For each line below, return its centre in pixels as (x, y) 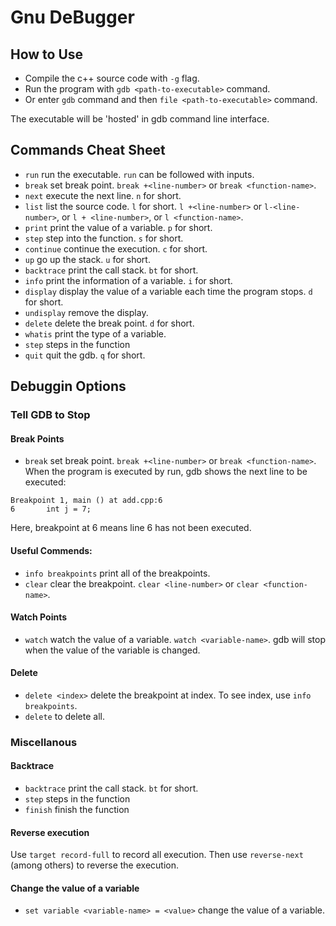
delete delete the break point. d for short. (109, 323)
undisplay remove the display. (86, 312)
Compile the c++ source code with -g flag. (112, 78)
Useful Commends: (51, 550)
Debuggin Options (68, 386)
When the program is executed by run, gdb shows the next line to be (166, 472)
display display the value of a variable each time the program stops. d (168, 291)
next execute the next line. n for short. (103, 195)
